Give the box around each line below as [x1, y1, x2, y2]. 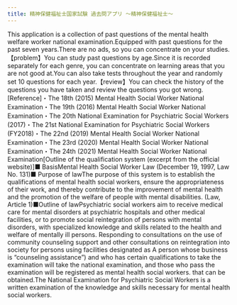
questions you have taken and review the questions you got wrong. [7, 85, 204, 94]
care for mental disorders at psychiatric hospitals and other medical [7, 207, 206, 216]
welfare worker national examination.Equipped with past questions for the [7, 37, 223, 46]
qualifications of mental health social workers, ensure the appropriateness [7, 177, 225, 186]
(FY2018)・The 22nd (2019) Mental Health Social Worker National [7, 129, 200, 138]
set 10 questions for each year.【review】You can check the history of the [7, 77, 224, 86]
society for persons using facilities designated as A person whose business [7, 245, 228, 254]
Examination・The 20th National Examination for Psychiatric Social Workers [7, 111, 229, 120]
